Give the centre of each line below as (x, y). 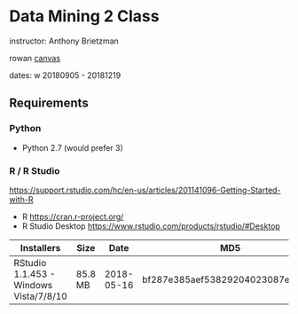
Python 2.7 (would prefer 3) (73, 147)
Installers (41, 247)
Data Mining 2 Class (84, 16)
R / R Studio (35, 170)
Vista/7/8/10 (41, 296)
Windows (33, 285)
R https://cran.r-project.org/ (73, 216)
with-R (21, 199)
